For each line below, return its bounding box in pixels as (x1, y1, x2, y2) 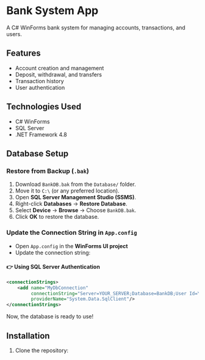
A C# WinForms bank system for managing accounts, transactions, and (6, 24, 186, 31)
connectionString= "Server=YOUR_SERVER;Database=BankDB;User (31, 290, 187, 296)
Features (6, 48, 41, 59)
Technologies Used (6, 101, 81, 112)
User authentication (15, 84, 65, 91)
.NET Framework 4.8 (15, 131, 67, 138)
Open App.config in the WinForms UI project (15, 242, 128, 249)
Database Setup (6, 148, 69, 159)
